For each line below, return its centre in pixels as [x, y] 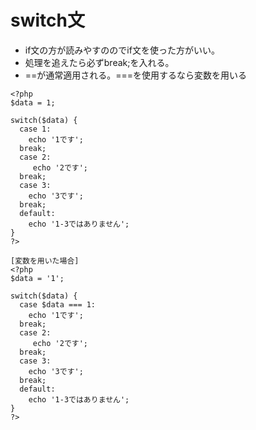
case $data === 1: [58, 304]
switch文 [47, 20]
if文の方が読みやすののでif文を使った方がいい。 [122, 50]
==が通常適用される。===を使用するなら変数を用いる [136, 75]
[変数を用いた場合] [45, 261]
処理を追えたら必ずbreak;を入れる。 [99, 62]
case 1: [35, 129]
